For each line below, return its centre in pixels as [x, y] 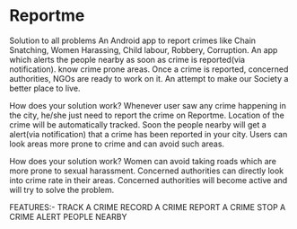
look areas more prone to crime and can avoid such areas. [117, 144]
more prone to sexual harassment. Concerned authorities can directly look [147, 171]
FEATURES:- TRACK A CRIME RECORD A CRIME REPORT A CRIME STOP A [148, 207]
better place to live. [45, 88]
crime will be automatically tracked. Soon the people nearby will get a [138, 124]
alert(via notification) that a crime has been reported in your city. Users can [148, 134]
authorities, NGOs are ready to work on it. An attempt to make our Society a [149, 78]
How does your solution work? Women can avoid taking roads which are [143, 161]
